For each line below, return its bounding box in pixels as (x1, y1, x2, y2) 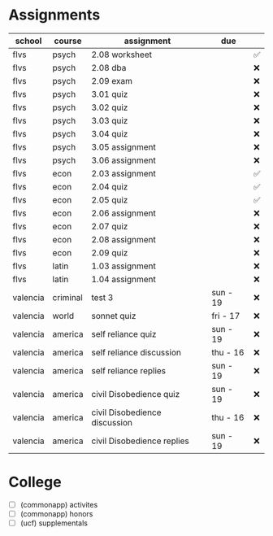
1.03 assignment (91, 260, 156, 272)
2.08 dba (91, 62, 127, 73)
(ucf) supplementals (19, 518, 88, 528)
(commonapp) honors (19, 508, 93, 518)
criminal (52, 291, 83, 303)
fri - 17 (210, 310, 240, 321)
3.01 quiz (91, 88, 128, 99)
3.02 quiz (91, 102, 128, 113)
